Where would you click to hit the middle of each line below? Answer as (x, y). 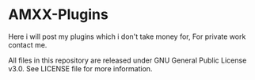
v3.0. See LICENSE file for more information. (80, 68)
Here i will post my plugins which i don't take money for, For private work (127, 36)
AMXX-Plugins (58, 15)
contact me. (28, 44)
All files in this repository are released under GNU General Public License (127, 60)
